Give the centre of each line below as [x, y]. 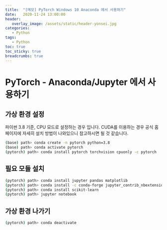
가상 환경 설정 [25, 114]
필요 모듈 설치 [25, 169]
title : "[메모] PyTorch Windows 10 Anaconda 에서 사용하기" [66, 10]
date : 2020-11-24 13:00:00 [35, 14]
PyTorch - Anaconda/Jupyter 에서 [75, 82]
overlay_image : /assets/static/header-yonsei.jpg [64, 24]
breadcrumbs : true [24, 56]
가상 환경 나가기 [28, 211]
